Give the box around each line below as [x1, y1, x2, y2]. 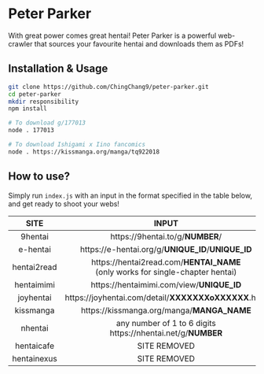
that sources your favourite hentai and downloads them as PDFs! [34, 39, 244, 48]
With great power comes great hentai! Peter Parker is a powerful [8, 31, 217, 40]
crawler [8, 39, 33, 48]
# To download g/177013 [8, 119, 86, 127]
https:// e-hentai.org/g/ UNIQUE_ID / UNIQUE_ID [79, 243, 253, 254]
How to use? [8, 170, 71, 183]
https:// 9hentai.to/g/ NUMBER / [110, 231, 222, 242]
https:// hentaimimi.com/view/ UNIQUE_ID [90, 279, 242, 290]
